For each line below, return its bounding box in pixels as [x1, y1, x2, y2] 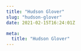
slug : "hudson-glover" [6, 14, 62, 20]
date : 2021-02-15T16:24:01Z [6, 20, 76, 26]
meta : [6, 30, 20, 36]
